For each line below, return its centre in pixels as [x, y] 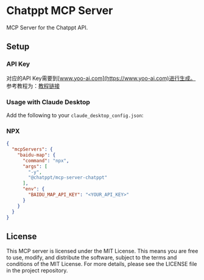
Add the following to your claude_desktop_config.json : [75, 115]
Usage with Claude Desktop [48, 102]
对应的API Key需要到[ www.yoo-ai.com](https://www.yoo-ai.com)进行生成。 [101, 78]
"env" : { [33, 189]
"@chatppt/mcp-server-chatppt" [68, 178]
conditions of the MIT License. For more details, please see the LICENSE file [102, 264]
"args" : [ [35, 166]
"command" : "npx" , [46, 160]
